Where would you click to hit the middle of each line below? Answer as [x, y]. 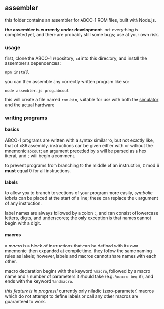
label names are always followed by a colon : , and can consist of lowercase [82, 213]
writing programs [26, 118]
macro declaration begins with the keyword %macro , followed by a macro [78, 271]
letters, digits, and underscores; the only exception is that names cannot [78, 218]
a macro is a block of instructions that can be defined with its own [72, 246]
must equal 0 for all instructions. [38, 171]
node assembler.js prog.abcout [37, 91]
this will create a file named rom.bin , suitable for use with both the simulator [82, 100]
